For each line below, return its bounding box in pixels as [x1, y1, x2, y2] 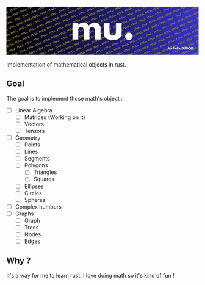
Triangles [33, 168, 57, 176]
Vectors [24, 120, 45, 128]
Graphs [15, 210, 34, 217]
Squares [33, 175, 55, 183]
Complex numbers [15, 203, 62, 211]
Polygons [24, 162, 48, 169]
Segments [24, 155, 50, 162]
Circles [24, 189, 43, 197]
